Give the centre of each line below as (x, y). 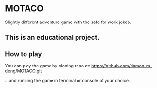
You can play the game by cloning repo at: (48, 66)
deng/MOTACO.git (24, 71)
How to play (24, 54)
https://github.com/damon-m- (122, 66)
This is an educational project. (52, 37)
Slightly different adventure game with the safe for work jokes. (68, 22)
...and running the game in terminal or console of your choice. (67, 81)
